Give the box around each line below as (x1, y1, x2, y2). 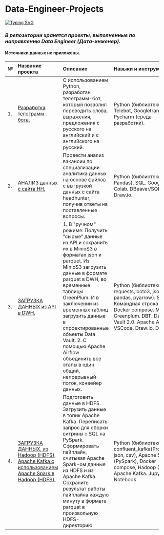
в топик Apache (62, 412, 100, 419)
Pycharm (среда (113, 113, 152, 120)
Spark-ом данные (62, 461, 106, 468)
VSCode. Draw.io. (113, 325, 154, 332)
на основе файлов (62, 176, 106, 183)
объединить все (62, 355, 102, 362)
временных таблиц (62, 306, 108, 313)
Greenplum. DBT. (113, 313, 153, 320)
